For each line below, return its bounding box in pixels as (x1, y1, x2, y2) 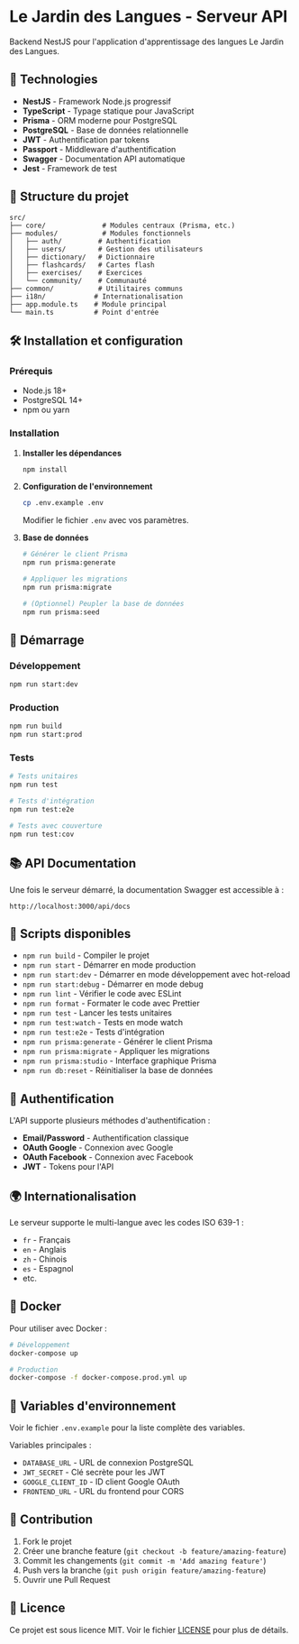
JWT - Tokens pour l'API (22, 1162, 114, 1172)
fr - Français (22, 1234, 71, 1245)
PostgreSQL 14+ (22, 395, 84, 406)
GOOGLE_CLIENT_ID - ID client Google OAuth (22, 1476, 180, 1487)
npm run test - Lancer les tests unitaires (22, 1007, 173, 1018)
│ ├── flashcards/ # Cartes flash (9, 260, 155, 270)
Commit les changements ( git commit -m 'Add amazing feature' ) (22, 1555, 267, 1566)
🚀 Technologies (9, 72, 98, 87)
